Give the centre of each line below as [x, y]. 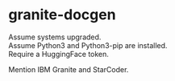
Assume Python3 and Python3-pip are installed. [88, 45]
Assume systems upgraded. [55, 37]
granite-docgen [62, 15]
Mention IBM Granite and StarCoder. [69, 69]
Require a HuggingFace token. [58, 54]
